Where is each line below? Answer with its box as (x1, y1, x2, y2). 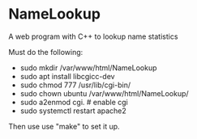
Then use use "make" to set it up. (8, 121, 120, 131)
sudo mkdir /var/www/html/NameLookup (19, 62, 157, 73)
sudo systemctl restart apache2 (19, 106, 127, 116)
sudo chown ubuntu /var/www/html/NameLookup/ (19, 88, 189, 98)
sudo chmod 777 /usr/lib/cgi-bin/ (19, 80, 131, 90)
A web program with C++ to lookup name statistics (8, 32, 178, 41)
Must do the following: (8, 47, 84, 57)
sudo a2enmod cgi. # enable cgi (19, 97, 128, 107)
